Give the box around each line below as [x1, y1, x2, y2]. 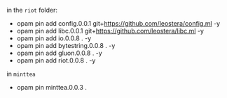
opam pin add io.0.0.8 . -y [16, 34, 92, 42]
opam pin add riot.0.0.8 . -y [16, 56, 96, 65]
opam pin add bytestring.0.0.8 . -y [16, 42, 116, 49]
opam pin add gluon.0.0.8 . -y [16, 49, 102, 57]
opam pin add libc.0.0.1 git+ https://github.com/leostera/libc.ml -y [16, 27, 205, 35]
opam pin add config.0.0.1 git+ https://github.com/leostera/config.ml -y [16, 19, 221, 27]
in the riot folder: [6, 6, 57, 14]
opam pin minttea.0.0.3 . [16, 83, 87, 91]
